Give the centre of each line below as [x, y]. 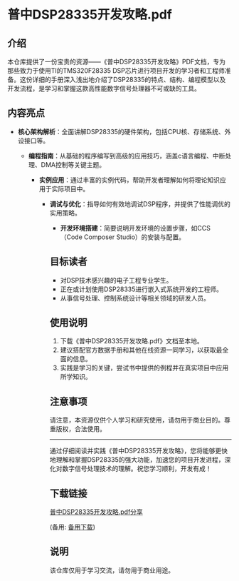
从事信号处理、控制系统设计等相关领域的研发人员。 [135, 298]
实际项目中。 [70, 188]
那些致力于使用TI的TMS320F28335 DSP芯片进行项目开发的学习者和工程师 [116, 71]
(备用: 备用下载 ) [73, 527]
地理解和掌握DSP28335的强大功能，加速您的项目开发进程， [137, 460]
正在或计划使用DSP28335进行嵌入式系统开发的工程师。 [141, 289]
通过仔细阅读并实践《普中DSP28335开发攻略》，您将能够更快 [139, 451]
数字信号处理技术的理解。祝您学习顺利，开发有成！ [137, 469]
